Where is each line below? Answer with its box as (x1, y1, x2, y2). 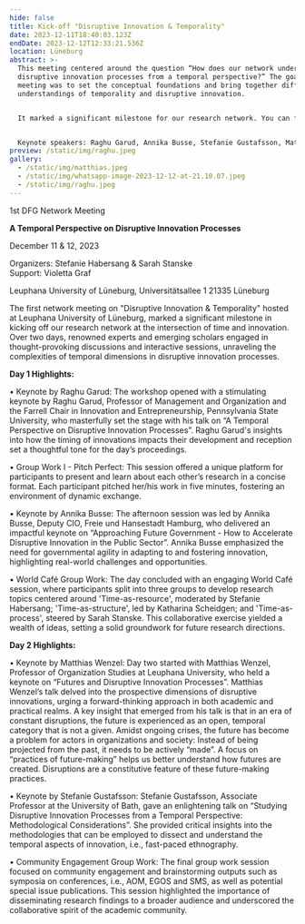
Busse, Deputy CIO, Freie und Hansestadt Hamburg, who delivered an (9, 517, 271, 528)
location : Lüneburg (9, 47, 84, 56)
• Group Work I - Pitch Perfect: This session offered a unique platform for (9, 461, 284, 472)
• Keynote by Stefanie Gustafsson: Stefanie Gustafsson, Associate (9, 791, 258, 801)
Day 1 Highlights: (9, 369, 74, 379)
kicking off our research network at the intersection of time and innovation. (9, 321, 290, 332)
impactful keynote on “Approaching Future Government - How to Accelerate (9, 527, 293, 538)
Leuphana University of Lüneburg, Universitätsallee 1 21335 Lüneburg (9, 285, 270, 296)
